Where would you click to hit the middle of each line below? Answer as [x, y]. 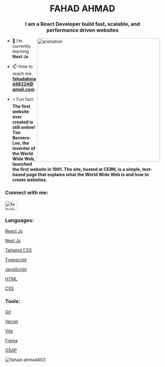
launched [22, 164]
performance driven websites [82, 30]
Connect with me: [27, 193]
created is [23, 122]
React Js [14, 231]
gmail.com [23, 89]
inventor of [24, 148]
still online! [24, 127]
